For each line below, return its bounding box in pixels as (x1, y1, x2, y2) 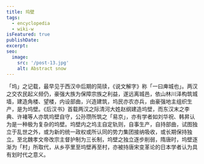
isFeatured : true (6, 32, 50, 38)
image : (12, 54, 29, 60)
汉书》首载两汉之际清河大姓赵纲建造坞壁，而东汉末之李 (51, 106, 190, 113)
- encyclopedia (12, 20, 50, 26)
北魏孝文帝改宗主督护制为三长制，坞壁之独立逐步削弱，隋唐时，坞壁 (22, 136, 192, 143)
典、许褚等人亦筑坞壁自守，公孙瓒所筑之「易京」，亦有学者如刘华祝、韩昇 (6, 113, 190, 120)
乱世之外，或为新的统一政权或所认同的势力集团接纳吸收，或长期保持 (16, 128, 187, 135)
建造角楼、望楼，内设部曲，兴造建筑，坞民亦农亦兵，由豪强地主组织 (16, 98, 187, 105)
